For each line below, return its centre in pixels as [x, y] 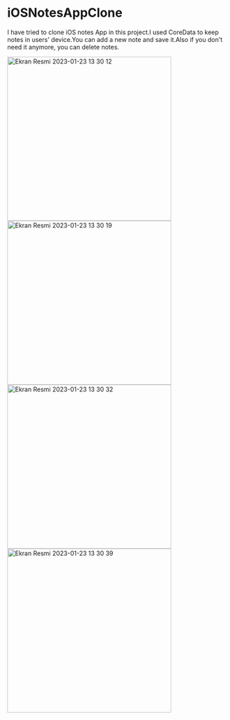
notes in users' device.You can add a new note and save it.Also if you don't [115, 39]
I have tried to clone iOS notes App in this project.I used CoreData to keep [113, 32]
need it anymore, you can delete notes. [63, 47]
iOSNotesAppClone [65, 13]
